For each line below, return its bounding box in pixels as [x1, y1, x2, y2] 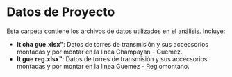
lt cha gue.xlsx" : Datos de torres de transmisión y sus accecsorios [16, 40, 209, 48]
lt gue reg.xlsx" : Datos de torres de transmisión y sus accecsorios [16, 54, 208, 63]
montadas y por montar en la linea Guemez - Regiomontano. [16, 62, 190, 70]
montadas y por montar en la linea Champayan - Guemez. [16, 47, 183, 56]
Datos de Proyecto [6, 4, 115, 20]
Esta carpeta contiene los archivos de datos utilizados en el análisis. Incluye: [6, 27, 226, 35]
